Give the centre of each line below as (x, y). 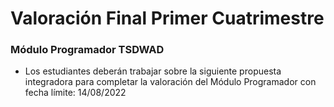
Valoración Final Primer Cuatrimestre (167, 18)
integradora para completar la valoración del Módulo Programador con (170, 82)
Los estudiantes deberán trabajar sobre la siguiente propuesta (153, 71)
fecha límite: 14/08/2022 (75, 93)
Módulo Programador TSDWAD (87, 50)
